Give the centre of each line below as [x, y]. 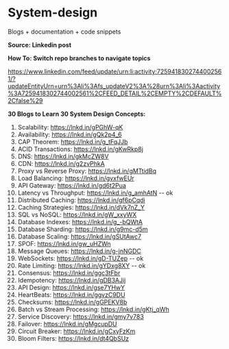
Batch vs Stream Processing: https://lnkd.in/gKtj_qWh [94, 309]
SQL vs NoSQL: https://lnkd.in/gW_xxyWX [77, 215]
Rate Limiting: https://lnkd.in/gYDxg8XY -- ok [82, 265]
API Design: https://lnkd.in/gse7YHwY [71, 287]
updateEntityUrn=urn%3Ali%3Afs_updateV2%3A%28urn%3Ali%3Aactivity [114, 86]
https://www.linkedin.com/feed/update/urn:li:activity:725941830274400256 [115, 71]
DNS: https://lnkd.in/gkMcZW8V [63, 156]
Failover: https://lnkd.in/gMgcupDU [67, 324]
